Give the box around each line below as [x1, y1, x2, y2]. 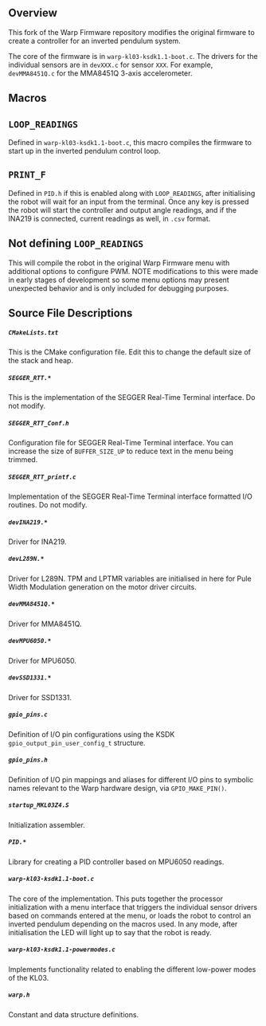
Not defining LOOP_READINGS [8, 237, 144, 250]
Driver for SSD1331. [8, 692, 72, 702]
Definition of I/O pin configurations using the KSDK [8, 729, 175, 739]
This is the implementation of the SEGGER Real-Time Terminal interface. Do [8, 392, 256, 401]
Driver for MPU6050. [8, 656, 77, 665]
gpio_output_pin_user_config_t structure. [8, 738, 146, 747]
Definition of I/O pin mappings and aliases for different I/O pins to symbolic [8, 774, 254, 784]
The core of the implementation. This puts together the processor [8, 894, 224, 903]
